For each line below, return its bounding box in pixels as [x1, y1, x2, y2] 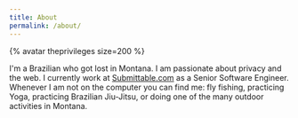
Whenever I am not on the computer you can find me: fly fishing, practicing [9, 82, 285, 92]
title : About [9, 12, 58, 22]
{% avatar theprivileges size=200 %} [9, 45, 145, 56]
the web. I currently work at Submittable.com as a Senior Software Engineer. [9, 72, 289, 83]
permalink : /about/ [9, 21, 82, 30]
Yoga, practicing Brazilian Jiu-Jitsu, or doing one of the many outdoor [9, 90, 264, 102]
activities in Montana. [9, 100, 88, 111]
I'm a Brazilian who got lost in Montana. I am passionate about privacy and [9, 63, 282, 74]
